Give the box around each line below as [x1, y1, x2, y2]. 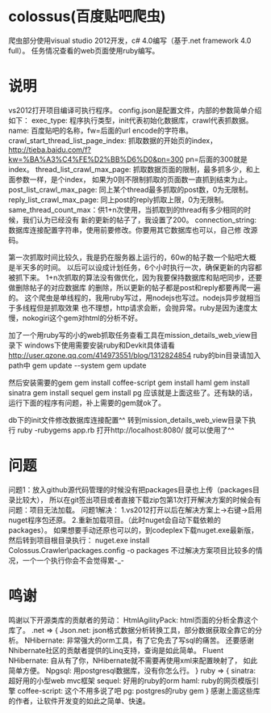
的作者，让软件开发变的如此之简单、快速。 [8, 696, 150, 706]
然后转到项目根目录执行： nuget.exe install [8, 535, 150, 545]
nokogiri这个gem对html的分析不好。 [22, 313, 143, 323]
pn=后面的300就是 [185, 154, 248, 164]
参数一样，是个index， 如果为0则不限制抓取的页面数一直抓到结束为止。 [15, 175, 252, 184]
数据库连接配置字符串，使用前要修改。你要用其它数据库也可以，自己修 [8, 225, 242, 234]
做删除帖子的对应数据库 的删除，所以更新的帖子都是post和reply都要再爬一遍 [8, 282, 261, 292]
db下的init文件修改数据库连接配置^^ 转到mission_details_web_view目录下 [8, 415, 249, 424]
